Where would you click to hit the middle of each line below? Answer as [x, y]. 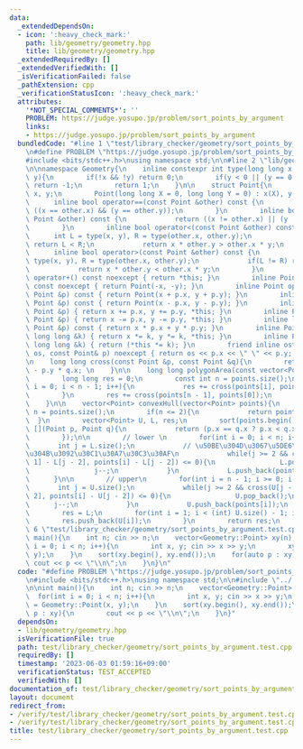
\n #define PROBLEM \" [66, 152]
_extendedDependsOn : [56, 26]
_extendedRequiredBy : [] [64, 60]
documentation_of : [44, 689]
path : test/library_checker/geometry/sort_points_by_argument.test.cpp [155, 647]
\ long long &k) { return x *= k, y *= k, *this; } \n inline [157, 337]
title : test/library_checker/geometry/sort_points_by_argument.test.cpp [149, 731]
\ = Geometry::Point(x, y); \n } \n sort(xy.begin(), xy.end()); [159, 606]
